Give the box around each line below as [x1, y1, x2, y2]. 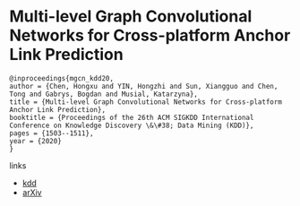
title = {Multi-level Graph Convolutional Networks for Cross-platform [9, 97, 282, 107]
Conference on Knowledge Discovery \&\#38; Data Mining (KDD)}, [9, 121, 254, 130]
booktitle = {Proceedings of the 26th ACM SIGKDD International [9, 113, 254, 122]
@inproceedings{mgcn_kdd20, [9, 73, 115, 82]
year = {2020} [9, 136, 63, 145]
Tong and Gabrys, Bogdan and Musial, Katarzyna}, [9, 90, 199, 99]
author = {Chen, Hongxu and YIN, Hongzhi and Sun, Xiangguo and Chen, [9, 82, 279, 90]
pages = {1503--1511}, [9, 128, 94, 138]
